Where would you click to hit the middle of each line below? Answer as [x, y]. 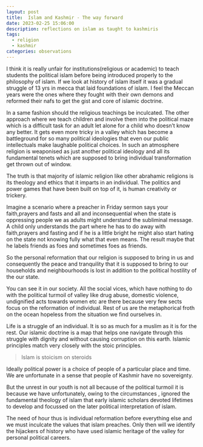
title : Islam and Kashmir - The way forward [65, 18]
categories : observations [39, 52]
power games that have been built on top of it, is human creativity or [92, 189]
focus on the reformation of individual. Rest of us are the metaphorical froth [101, 308]
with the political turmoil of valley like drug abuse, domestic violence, [92, 295]
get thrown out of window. [39, 164]
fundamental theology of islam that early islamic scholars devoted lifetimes [100, 400]
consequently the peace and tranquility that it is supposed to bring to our [98, 264]
